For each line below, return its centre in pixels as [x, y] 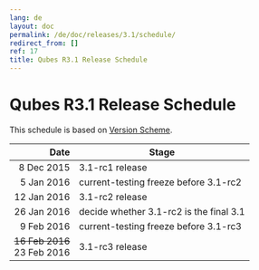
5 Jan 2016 [45, 182]
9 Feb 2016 [45, 226]
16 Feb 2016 [42, 241]
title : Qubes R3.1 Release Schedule [78, 60]
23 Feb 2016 [42, 252]
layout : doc [32, 26]
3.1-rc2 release [113, 197]
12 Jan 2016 [42, 197]
